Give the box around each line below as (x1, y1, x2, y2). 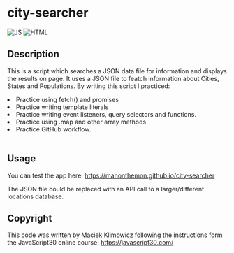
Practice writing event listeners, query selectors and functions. (16, 110, 197, 118)
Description (7, 48, 59, 60)
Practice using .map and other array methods (16, 117, 147, 126)
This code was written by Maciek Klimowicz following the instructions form (7, 231, 223, 239)
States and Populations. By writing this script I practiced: (7, 82, 170, 90)
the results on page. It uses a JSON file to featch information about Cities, (7, 74, 219, 82)
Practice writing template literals (16, 103, 109, 111)
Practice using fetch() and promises (16, 95, 119, 103)
